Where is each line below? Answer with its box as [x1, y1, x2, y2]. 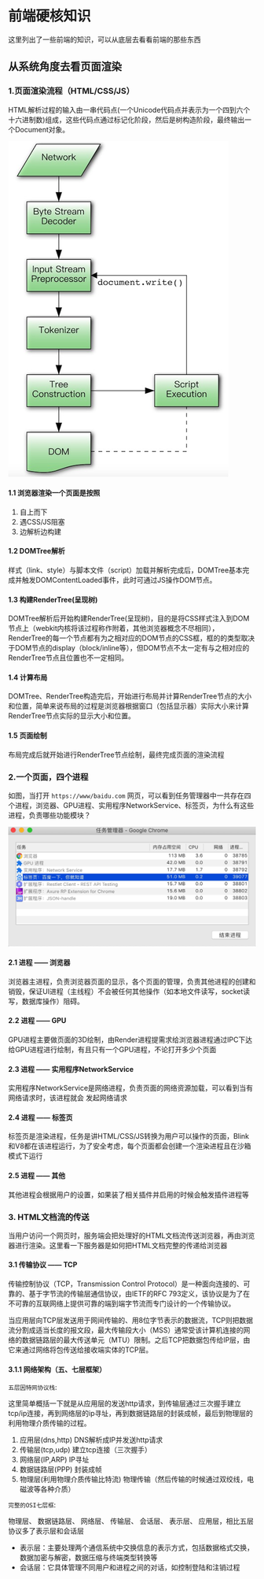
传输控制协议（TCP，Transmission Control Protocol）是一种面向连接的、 [8, 1279, 244, 1288]
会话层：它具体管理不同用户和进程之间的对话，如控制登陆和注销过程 [19, 1562, 240, 1572]
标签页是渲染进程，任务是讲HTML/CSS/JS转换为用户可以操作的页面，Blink [8, 1132, 250, 1141]
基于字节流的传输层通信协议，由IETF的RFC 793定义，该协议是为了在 [28, 1289, 251, 1299]
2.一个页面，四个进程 [8, 771, 89, 782]
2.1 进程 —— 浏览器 [8, 958, 71, 967]
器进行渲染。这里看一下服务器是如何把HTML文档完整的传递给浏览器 [8, 1240, 228, 1250]
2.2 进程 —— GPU [8, 1016, 67, 1025]
